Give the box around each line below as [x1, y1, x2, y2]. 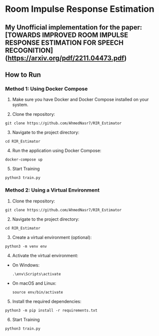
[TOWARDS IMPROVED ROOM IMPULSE [5, 31, 129, 39]
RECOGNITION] [5, 46, 53, 55]
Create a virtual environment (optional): [12, 234, 92, 240]
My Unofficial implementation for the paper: [5, 23, 142, 32]
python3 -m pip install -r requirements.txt [5, 308, 98, 313]
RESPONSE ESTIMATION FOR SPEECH [5, 38, 124, 47]
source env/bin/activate [12, 290, 63, 295]
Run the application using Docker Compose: [12, 148, 102, 154]
